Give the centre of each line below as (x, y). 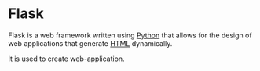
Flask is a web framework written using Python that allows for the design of (130, 35)
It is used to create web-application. (66, 59)
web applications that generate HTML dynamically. (90, 43)
